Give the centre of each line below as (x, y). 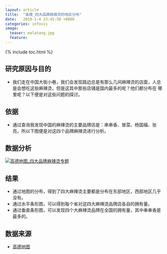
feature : (19, 38)
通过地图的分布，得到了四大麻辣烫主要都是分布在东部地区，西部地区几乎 (86, 191)
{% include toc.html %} (29, 52)
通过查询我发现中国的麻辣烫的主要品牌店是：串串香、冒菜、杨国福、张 (84, 124)
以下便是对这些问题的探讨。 (54, 94)
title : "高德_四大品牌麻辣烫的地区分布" (44, 14)
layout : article (22, 10)
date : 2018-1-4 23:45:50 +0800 (40, 19)
